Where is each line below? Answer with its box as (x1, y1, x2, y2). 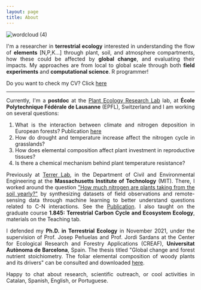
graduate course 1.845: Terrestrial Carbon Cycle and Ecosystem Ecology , (6, 209, 195, 216)
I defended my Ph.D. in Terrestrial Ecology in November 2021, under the (6, 227, 195, 234)
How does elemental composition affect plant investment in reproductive (14, 146, 195, 153)
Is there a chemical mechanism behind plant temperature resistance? (14, 159, 185, 167)
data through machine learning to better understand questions (29, 196, 195, 204)
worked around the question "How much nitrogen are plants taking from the (6, 183, 195, 191)
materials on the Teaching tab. (6, 215, 81, 222)
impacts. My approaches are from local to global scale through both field (6, 61, 195, 69)
